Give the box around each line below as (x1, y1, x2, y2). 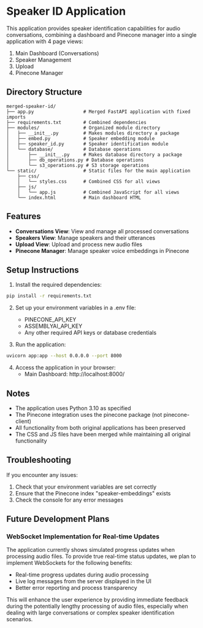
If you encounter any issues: (6, 471, 79, 478)
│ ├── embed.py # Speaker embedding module (6, 135, 155, 142)
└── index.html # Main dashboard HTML (17, 195, 141, 201)
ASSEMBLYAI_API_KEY (24, 322, 83, 330)
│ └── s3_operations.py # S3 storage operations (6, 162, 150, 168)
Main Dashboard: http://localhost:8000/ (24, 370, 125, 378)
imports (6, 114, 26, 120)
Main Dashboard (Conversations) (15, 49, 99, 56)
